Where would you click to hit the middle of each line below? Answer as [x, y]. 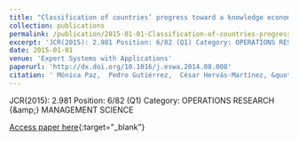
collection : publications [57, 26]
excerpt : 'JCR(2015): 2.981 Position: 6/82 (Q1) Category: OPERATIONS [142, 42]
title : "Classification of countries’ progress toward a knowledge [137, 17]
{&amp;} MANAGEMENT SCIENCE [71, 110]
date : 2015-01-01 [41, 51]
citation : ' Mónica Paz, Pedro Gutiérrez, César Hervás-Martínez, [138, 75]
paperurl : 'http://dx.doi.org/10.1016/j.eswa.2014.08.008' [121, 67]
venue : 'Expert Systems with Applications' [91, 59]
